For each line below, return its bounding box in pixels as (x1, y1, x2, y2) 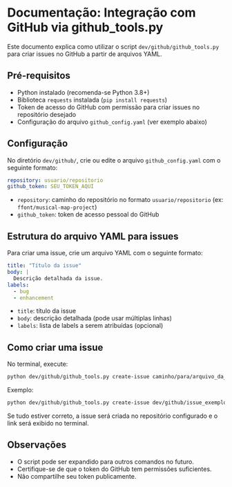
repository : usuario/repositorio (7, 176, 104, 184)
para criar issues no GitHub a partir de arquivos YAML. (7, 50, 162, 58)
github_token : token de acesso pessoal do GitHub (17, 210, 159, 219)
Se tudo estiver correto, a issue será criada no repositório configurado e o (7, 412, 218, 420)
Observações (7, 439, 67, 451)
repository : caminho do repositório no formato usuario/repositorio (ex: (17, 196, 224, 204)
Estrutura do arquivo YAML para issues (7, 230, 179, 242)
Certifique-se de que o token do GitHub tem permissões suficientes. (17, 465, 212, 473)
